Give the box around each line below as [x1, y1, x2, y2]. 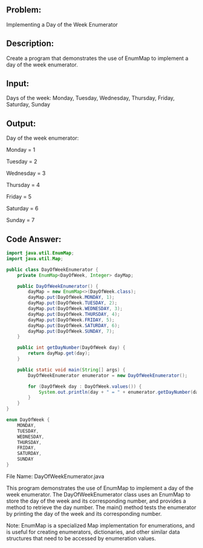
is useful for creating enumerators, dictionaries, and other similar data [6, 528, 180, 535]
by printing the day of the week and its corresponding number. [6, 510, 162, 517]
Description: [6, 39, 54, 49]
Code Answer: [6, 234, 62, 244]
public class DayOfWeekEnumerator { [6, 266, 98, 273]
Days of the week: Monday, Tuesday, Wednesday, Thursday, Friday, [6, 94, 175, 102]
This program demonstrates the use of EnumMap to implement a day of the [6, 484, 194, 492]
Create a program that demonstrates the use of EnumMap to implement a [6, 54, 188, 62]
